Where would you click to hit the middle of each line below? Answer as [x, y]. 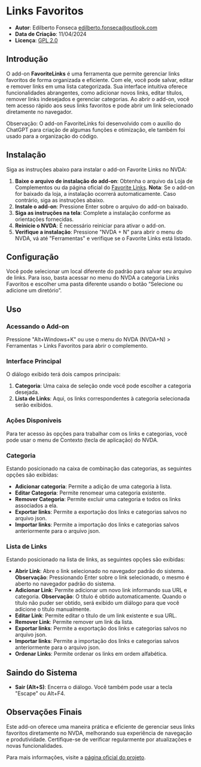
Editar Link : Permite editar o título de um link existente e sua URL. [96, 616]
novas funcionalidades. [35, 745]
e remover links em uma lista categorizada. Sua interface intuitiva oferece [97, 86]
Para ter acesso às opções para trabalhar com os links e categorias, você [97, 433]
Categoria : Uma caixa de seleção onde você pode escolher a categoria [103, 386]
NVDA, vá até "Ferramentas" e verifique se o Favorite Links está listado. [103, 238]
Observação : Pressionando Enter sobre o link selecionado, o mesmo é [102, 577]
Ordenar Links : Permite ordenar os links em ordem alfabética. [91, 654]
